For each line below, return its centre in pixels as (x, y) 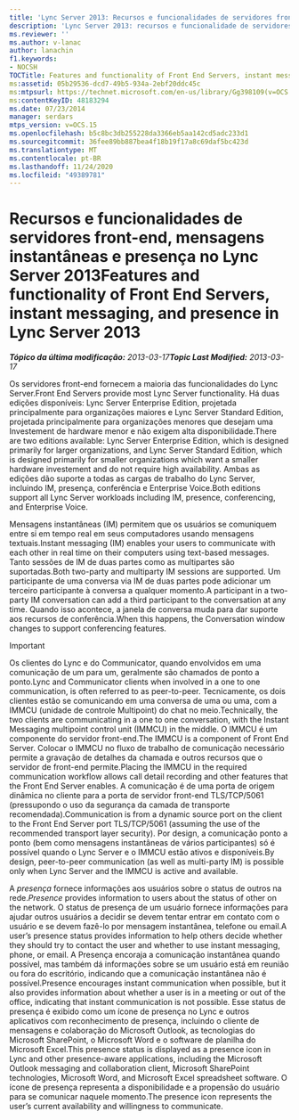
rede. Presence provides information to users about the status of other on (143, 898)
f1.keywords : (33, 59)
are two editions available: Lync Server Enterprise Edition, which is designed (149, 441)
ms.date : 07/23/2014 (48, 109)
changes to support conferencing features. (88, 628)
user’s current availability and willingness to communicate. (117, 1107)
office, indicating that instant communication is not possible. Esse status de (148, 1002)
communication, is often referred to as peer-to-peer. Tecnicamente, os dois (148, 691)
